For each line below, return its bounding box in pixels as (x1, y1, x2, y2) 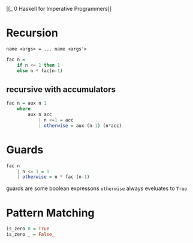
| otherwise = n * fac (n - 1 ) (17, 174, 90, 180)
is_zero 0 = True (6, 226, 50, 232)
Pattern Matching (6, 206, 95, 220)
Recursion (6, 26, 58, 40)
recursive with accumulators (6, 84, 116, 94)
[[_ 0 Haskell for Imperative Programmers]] (6, 5, 112, 12)
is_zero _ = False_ (6, 232, 55, 238)
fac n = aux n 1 (6, 100, 47, 106)
